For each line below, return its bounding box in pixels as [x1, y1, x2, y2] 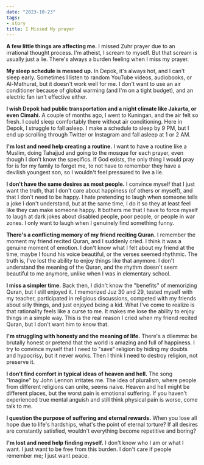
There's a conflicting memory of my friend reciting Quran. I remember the [6, 231, 196, 238]
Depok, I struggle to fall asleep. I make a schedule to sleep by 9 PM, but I [6, 124, 189, 132]
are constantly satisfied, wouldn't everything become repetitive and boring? [6, 427, 197, 435]
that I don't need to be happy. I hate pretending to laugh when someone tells [6, 193, 198, 201]
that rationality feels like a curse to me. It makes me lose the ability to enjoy [6, 308, 195, 315]
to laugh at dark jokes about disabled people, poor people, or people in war [6, 213, 195, 220]
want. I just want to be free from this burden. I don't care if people [6, 445, 172, 453]
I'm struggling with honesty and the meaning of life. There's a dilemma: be [6, 333, 198, 340]
